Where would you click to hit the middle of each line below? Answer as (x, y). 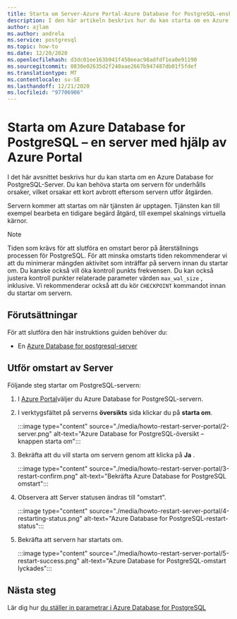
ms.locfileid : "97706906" (45, 92)
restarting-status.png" (50, 518)
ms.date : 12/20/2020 (38, 54)
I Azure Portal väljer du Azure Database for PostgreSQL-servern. (110, 399)
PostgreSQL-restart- (199, 518)
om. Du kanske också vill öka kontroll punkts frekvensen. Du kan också (110, 271)
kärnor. (18, 221)
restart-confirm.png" (48, 476)
